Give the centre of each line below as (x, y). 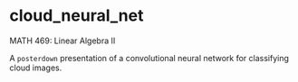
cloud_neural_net (77, 16)
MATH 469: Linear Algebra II (62, 41)
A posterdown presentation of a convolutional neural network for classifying (149, 58)
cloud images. (36, 68)
